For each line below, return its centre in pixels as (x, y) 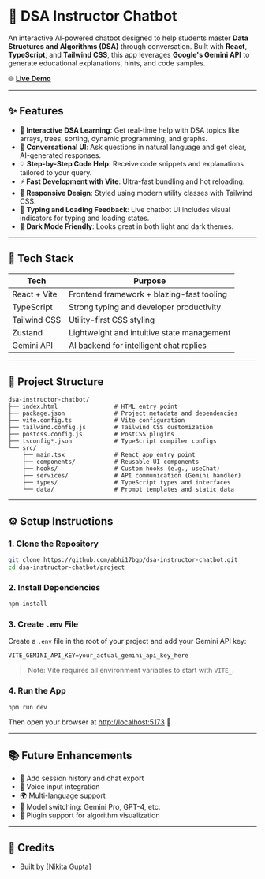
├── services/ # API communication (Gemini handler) (132, 476)
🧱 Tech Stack (41, 258)
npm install (28, 604)
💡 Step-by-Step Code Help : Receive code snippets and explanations (132, 163)
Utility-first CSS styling (112, 320)
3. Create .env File (43, 624)
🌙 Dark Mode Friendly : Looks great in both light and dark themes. (127, 226)
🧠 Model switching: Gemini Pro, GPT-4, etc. (90, 807)
